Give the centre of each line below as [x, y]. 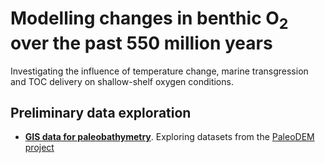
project [39, 148]
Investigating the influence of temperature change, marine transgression [159, 71]
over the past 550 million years [141, 43]
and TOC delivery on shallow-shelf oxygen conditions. [122, 81]
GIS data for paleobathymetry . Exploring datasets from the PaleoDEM [169, 137]
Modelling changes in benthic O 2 [149, 20]
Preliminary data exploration [101, 112]
